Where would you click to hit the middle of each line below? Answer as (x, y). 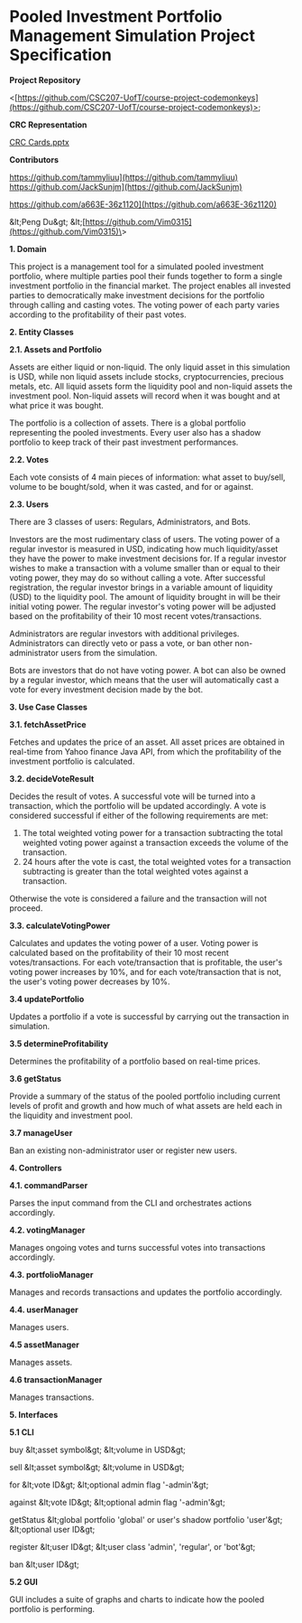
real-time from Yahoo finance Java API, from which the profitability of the (146, 751)
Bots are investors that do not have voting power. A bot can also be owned (148, 670)
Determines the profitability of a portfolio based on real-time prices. (135, 1061)
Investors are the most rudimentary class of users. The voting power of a (145, 539)
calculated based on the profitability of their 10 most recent (119, 952)
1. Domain (28, 249)
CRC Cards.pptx (39, 142)
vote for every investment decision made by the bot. (106, 690)
